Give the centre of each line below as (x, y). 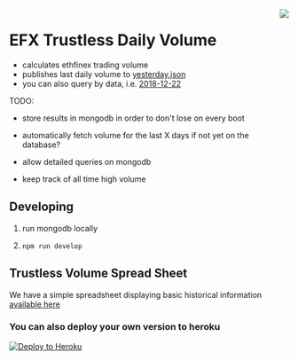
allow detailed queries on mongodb (86, 161)
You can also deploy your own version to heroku (115, 327)
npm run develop (52, 246)
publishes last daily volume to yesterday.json (104, 74)
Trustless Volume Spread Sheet (98, 274)
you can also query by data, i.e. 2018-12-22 (102, 83)
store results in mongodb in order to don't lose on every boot (133, 118)
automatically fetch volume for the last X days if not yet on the (136, 135)
